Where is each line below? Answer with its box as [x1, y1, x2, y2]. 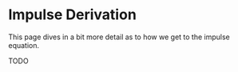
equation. [8, 40, 40, 50]
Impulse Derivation [8, 6, 137, 24]
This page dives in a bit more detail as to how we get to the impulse [8, 32, 230, 42]
